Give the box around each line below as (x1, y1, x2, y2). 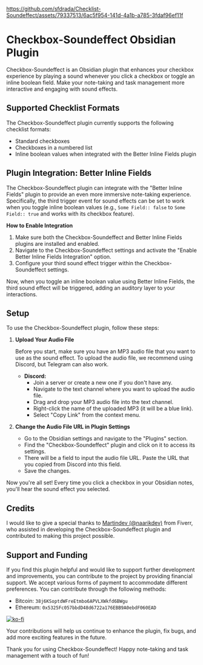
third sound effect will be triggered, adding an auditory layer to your (6, 284, 176, 291)
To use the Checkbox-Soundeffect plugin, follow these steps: (6, 324, 159, 332)
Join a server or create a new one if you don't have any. (33, 379, 173, 386)
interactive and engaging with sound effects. (6, 85, 118, 92)
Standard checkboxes (15, 137, 70, 145)
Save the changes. (24, 467, 71, 475)
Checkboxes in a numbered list (15, 144, 93, 151)
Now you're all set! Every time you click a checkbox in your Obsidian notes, (6, 479, 194, 486)
